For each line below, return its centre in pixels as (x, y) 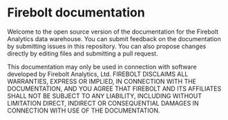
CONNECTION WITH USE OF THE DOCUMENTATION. (84, 110)
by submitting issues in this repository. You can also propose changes (107, 46)
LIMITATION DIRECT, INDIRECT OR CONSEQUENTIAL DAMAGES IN (103, 103)
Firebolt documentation (76, 13)
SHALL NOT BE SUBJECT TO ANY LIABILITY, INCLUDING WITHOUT (105, 96)
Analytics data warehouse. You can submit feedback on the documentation (114, 38)
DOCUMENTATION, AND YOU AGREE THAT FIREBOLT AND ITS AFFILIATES (114, 88)
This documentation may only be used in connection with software (102, 67)
